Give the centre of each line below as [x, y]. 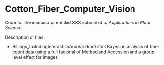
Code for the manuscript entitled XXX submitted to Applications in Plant [78, 22]
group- [149, 52]
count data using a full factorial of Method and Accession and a [77, 52]
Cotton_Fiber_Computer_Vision [70, 9]
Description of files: [25, 37]
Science [13, 27]
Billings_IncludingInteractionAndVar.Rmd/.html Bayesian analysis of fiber [86, 46]
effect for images [40, 57]
